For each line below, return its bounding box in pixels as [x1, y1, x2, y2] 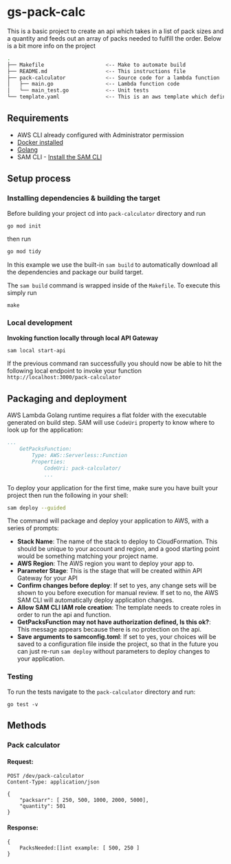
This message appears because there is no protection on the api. [16, 625, 201, 634]
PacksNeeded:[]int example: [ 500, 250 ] [19, 845, 140, 852]
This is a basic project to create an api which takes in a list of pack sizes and [7, 27, 224, 35]
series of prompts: [7, 524, 60, 532]
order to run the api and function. [16, 611, 111, 619]
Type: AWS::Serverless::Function [32, 452, 128, 459]
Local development [7, 318, 73, 328]
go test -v [7, 701, 38, 707]
